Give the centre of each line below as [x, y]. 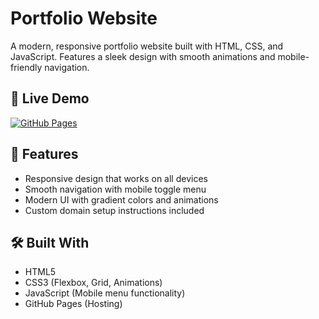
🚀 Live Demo [50, 98]
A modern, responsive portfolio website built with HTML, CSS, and [147, 46]
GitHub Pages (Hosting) [73, 304]
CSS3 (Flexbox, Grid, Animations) [93, 283]
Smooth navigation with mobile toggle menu [115, 189]
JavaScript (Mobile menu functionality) [105, 293]
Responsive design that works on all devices [116, 178]
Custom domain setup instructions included [114, 210]
